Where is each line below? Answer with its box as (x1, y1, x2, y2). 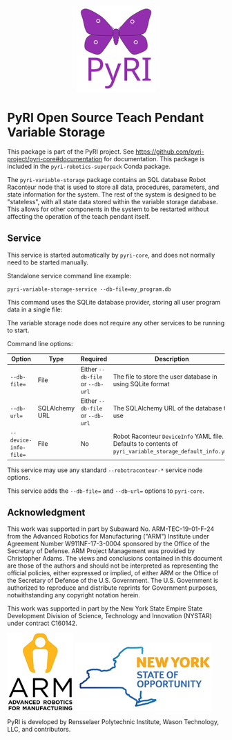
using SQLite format (113, 379, 170, 388)
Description (154, 355, 189, 363)
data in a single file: (7, 305, 63, 314)
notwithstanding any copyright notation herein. (7, 591, 140, 599)
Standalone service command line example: (7, 271, 132, 280)
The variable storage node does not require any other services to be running (7, 318, 225, 327)
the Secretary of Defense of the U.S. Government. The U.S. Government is (7, 577, 219, 585)
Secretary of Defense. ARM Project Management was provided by (7, 547, 195, 555)
